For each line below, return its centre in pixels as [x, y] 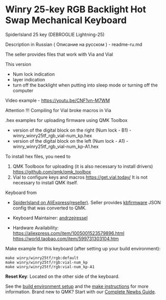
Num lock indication [34, 74]
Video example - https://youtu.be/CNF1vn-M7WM [58, 100]
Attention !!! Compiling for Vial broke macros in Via [58, 110]
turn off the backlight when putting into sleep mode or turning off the [85, 85]
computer [23, 90]
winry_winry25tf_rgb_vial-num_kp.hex [52, 135]
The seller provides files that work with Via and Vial [59, 54]
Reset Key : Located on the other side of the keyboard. [63, 276]
